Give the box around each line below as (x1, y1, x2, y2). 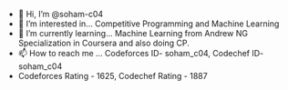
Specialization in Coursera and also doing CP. (17, 37, 190, 48)
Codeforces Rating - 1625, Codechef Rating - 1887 (17, 71, 208, 81)
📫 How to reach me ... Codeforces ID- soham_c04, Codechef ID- (17, 48, 264, 58)
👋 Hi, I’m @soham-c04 (17, 9, 104, 19)
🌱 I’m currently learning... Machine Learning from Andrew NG (17, 28, 249, 38)
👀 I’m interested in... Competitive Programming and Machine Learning (17, 18, 280, 29)
